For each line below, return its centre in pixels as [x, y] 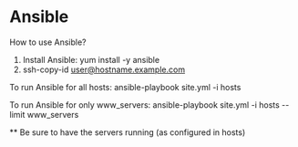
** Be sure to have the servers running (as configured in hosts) [128, 132]
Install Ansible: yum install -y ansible [91, 59]
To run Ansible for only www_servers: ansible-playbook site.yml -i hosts [144, 105]
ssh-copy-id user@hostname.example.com [103, 69]
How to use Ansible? [48, 42]
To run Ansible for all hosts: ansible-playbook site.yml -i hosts [125, 87]
